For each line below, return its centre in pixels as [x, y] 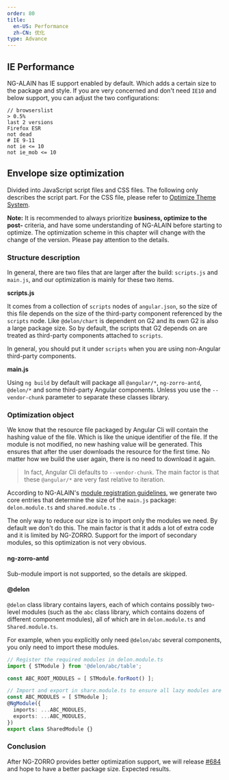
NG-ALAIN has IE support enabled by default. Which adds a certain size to [112, 83]
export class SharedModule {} [50, 729]
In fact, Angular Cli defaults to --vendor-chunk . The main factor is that [121, 472]
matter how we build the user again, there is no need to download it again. [111, 459]
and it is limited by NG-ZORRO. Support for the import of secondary [102, 535]
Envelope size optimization [66, 173]
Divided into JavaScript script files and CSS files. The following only [103, 190]
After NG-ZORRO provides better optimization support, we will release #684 [114, 761]
